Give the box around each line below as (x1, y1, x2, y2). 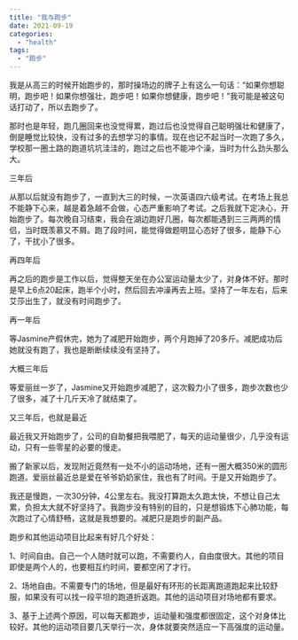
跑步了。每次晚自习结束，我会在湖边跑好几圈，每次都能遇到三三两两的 (16, 214, 273, 224)
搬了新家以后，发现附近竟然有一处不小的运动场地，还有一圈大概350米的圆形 (9, 461, 288, 471)
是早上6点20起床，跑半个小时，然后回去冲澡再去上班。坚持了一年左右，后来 (9, 285, 288, 295)
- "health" (17, 37, 58, 47)
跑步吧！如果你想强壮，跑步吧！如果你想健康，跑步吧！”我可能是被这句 (24, 90, 286, 101)
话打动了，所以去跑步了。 (9, 102, 103, 112)
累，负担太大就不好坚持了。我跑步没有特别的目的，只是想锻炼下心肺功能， (9, 502, 281, 512)
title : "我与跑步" (9, 12, 73, 22)
